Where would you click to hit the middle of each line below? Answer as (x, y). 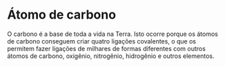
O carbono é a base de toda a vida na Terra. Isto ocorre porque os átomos (113, 34)
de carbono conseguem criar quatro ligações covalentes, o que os (102, 41)
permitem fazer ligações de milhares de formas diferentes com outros (106, 48)
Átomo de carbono (61, 15)
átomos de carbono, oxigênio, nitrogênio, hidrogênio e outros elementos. (111, 56)
